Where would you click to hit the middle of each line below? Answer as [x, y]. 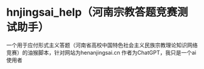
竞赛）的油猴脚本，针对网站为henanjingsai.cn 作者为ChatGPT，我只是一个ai [101, 52]
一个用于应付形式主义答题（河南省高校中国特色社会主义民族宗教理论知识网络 [102, 45]
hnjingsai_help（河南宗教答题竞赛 [92, 12]
